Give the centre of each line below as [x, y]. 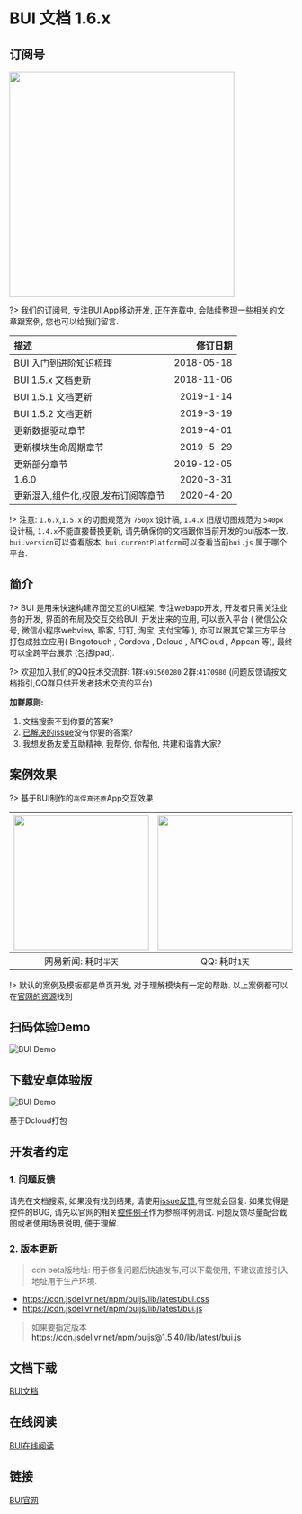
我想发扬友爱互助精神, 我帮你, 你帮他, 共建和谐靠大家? [122, 743]
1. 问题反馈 [32, 1180]
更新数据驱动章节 [50, 430]
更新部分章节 [41, 464]
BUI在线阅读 [32, 1445]
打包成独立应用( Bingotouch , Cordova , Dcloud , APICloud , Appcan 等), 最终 [151, 641]
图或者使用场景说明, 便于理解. [64, 1223]
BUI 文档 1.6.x [60, 18]
